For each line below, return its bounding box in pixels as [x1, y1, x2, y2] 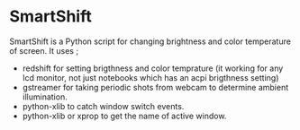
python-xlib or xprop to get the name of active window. [22, 110, 227, 121]
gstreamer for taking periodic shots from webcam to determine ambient [22, 82, 289, 92]
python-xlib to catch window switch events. [22, 100, 185, 111]
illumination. [22, 91, 68, 102]
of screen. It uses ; [9, 45, 79, 56]
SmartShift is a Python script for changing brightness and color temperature [9, 36, 291, 47]
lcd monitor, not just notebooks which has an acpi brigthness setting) [22, 72, 279, 82]
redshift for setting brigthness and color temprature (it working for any [22, 63, 284, 74]
